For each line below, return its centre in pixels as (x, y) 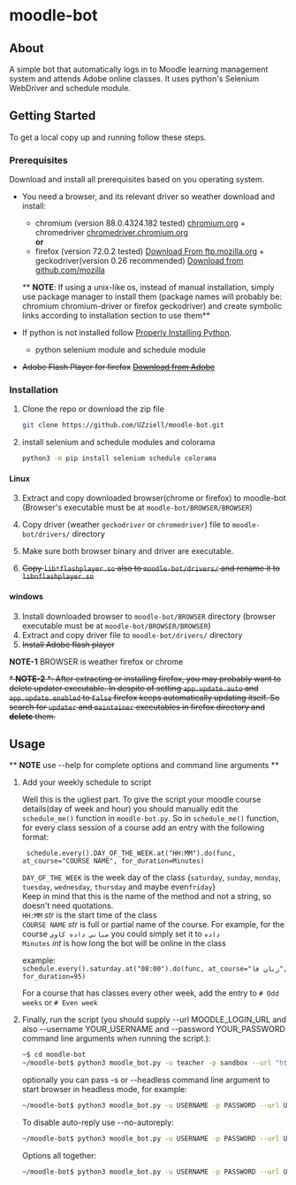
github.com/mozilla (70, 270)
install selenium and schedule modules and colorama (118, 442)
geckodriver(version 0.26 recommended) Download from (139, 261)
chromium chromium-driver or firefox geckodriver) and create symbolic (152, 306)
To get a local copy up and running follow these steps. (108, 137)
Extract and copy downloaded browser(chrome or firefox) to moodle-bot (154, 498)
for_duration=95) (54, 977)
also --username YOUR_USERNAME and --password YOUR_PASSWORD (153, 1029)
